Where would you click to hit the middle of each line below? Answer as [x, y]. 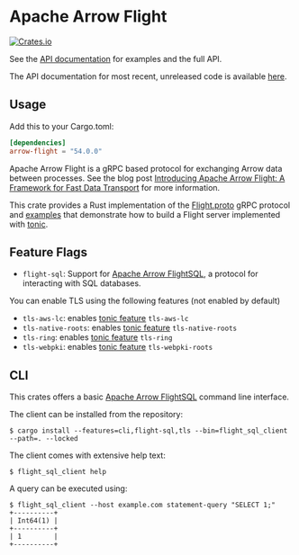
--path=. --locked [44, 439]
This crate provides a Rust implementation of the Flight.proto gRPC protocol [150, 205]
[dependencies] [38, 143]
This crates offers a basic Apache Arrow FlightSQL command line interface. [149, 397]
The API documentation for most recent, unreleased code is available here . [148, 76]
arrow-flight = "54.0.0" [56, 151]
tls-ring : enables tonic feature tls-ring [97, 337]
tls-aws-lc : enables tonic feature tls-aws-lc [105, 318]
